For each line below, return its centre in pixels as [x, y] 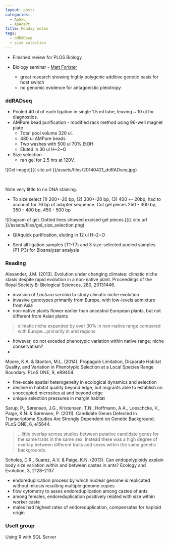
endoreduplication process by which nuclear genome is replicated [81, 480]
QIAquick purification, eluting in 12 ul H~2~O [59, 235]
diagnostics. [25, 117]
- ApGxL [18, 19]
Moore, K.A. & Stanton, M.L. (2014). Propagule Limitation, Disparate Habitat [83, 361]
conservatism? [28, 346]
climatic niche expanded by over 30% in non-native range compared [89, 326]
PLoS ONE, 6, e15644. [28, 424]
